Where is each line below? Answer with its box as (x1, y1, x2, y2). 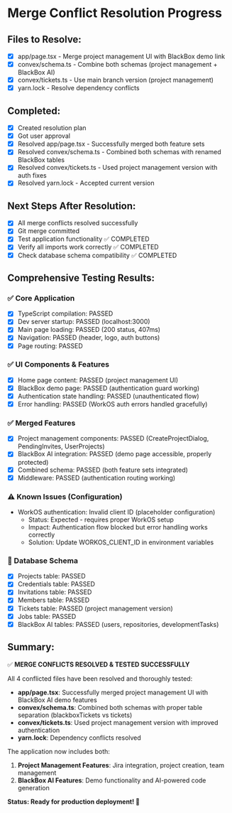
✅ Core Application (7, 293, 75, 303)
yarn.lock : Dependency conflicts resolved (17, 733, 142, 742)
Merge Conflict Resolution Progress (7, 5, 222, 21)
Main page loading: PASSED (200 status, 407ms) (17, 325, 161, 334)
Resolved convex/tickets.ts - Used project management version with (17, 163, 218, 172)
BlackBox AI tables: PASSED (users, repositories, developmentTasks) (17, 620, 219, 628)
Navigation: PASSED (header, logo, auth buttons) (17, 333, 160, 342)
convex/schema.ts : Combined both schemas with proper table (17, 703, 203, 711)
